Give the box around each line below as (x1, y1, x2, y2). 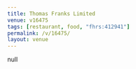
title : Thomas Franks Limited (7, 10, 96, 17)
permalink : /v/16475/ (7, 29, 71, 37)
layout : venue (7, 36, 49, 43)
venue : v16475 (7, 17, 49, 24)
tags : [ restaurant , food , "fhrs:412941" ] (7, 23, 130, 30)
